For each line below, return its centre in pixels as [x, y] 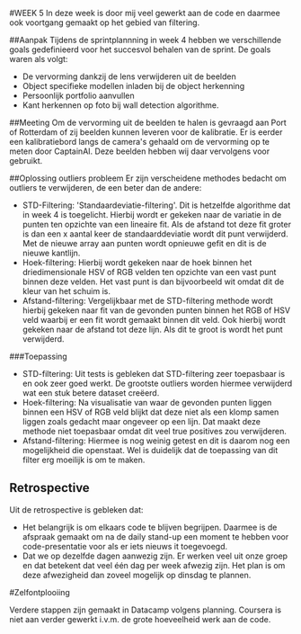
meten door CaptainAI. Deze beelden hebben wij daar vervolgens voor [140, 151]
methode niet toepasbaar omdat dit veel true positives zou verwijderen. [155, 431]
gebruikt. [26, 161]
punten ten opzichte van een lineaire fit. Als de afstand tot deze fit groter [157, 224]
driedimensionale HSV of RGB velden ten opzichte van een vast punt [149, 272]
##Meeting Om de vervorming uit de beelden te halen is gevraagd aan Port [148, 122]
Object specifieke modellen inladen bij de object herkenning [133, 86]
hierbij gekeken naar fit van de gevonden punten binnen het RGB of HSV [156, 310]
